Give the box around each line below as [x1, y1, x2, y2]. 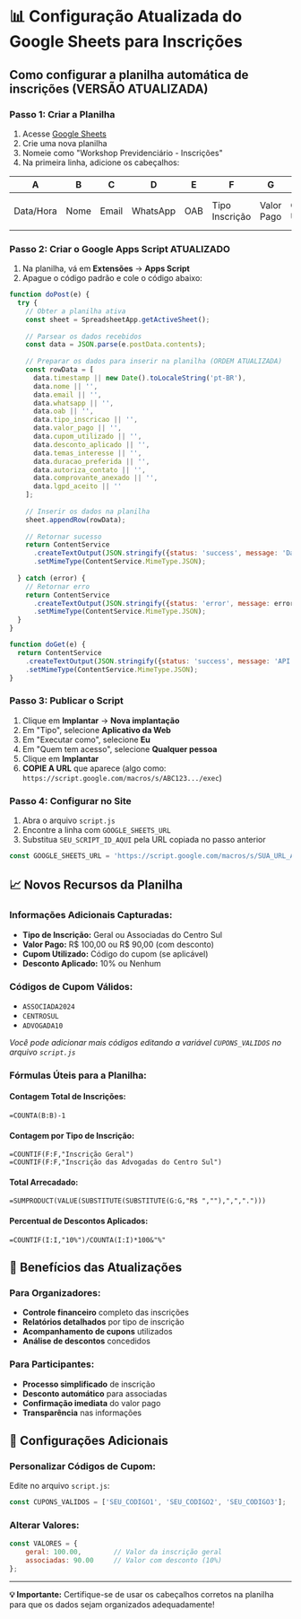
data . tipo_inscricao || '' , [32, 416, 139, 424]
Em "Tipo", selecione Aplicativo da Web [21, 724, 172, 735]
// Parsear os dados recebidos [25, 332, 142, 341]
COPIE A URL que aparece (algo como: [21, 763, 167, 774]
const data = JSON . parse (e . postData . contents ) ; [25, 340, 206, 349]
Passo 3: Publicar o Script [9, 695, 124, 707]
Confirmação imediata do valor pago [21, 1397, 161, 1408]
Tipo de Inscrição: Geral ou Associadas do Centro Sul [21, 929, 222, 940]
